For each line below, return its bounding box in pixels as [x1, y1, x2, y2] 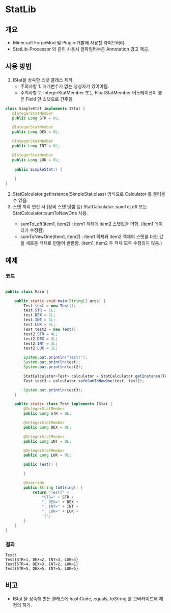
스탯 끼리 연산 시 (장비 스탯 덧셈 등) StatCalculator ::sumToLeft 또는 [12, 204, 148, 210]
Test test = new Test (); [23, 303, 76, 308]
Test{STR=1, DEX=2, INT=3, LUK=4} [5, 557, 79, 562]
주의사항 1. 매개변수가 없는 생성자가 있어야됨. [20, 83, 109, 89]
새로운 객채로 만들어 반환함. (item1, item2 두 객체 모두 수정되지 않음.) [25, 240, 162, 246]
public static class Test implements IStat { [14, 402, 113, 407]
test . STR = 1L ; [23, 308, 56, 313]
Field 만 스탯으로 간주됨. [25, 96, 74, 102]
